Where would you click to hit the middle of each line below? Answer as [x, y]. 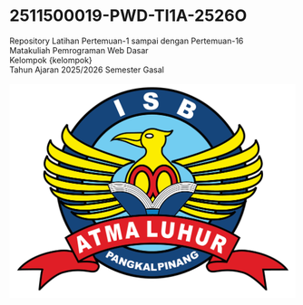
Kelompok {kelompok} [51, 60]
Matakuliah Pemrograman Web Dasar [79, 50]
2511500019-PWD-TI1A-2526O [128, 16]
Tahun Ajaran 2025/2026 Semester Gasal [87, 70]
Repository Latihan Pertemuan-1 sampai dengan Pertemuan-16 [127, 41]
